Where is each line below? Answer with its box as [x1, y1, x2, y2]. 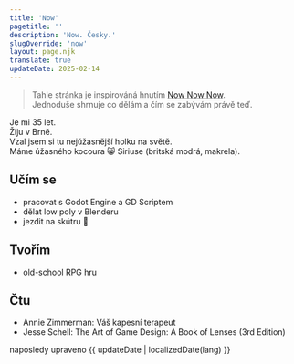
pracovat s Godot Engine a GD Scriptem [22, 196, 173, 207]
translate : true [9, 56, 71, 65]
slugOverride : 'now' [9, 38, 89, 48]
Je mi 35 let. [9, 116, 57, 128]
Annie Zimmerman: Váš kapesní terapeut [22, 317, 176, 328]
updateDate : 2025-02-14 [9, 65, 100, 74]
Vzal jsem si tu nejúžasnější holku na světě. [9, 136, 173, 147]
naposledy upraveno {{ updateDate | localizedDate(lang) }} [9, 344, 231, 356]
